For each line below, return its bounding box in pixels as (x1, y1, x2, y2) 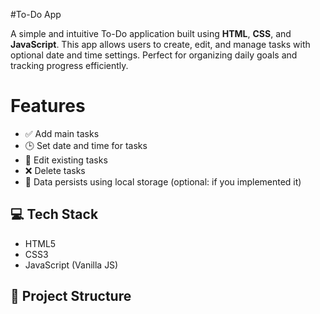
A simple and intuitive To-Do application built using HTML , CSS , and (10, 28, 292, 39)
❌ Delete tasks (24, 164, 86, 176)
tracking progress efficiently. (10, 60, 129, 71)
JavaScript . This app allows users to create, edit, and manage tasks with (10, 39, 311, 50)
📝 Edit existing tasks (24, 154, 108, 166)
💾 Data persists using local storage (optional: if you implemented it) (24, 175, 302, 188)
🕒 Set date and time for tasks (24, 139, 148, 151)
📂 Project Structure (10, 288, 132, 305)
